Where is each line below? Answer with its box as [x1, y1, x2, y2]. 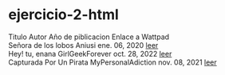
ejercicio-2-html [8, 6, 120, 24]
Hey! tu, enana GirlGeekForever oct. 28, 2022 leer [8, 49, 172, 58]
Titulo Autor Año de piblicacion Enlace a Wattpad [8, 32, 170, 41]
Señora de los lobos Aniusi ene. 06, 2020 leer [8, 40, 159, 49]
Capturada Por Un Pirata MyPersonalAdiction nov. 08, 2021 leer [8, 57, 217, 67]
